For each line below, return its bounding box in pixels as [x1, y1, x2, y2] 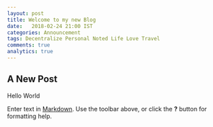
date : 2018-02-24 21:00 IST [7, 23, 94, 29]
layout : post [7, 10, 44, 17]
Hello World [7, 91, 40, 100]
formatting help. [7, 112, 53, 120]
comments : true [7, 42, 51, 48]
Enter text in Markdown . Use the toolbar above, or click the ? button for [7, 104, 207, 113]
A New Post [7, 73, 58, 85]
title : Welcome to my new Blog [7, 16, 96, 23]
